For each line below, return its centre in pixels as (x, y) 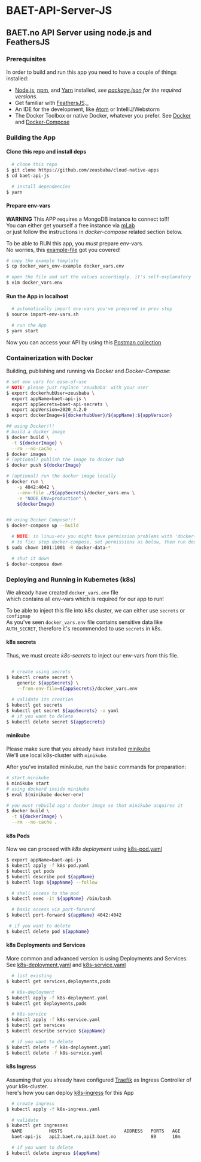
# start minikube (28, 778)
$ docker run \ (25, 482)
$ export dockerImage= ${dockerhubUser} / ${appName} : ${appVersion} (89, 415)
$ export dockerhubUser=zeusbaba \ (51, 393)
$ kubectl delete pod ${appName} (48, 931)
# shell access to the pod (45, 893)
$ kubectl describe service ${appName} (56, 1031)
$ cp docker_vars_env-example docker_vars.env (65, 266)
